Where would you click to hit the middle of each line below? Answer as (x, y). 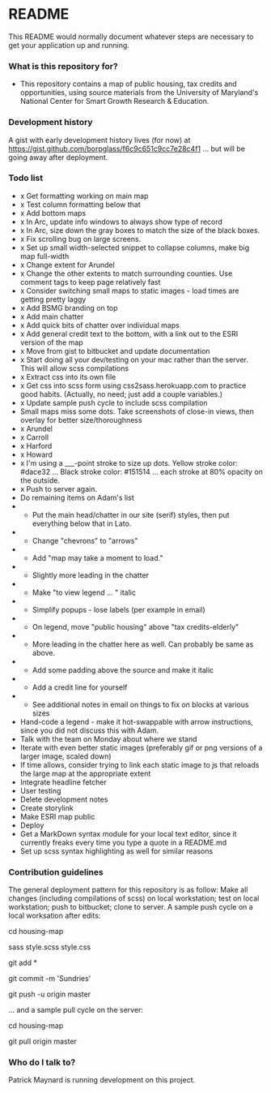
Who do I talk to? (42, 1062)
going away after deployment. (58, 157)
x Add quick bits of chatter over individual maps (100, 325)
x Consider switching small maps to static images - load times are (130, 290)
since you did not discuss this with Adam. (89, 730)
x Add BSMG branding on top (69, 308)
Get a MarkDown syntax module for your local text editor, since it (128, 833)
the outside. (40, 480)
